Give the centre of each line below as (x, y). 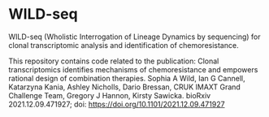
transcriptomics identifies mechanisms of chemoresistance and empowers (133, 69)
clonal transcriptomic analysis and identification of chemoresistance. (124, 45)
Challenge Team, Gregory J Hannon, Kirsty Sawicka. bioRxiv (110, 95)
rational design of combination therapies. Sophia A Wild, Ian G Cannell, (127, 78)
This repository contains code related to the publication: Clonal (114, 61)
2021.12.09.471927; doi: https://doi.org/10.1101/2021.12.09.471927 (117, 104)
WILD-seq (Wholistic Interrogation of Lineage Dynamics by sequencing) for (134, 37)
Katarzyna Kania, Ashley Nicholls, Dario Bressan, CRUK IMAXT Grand (125, 87)
